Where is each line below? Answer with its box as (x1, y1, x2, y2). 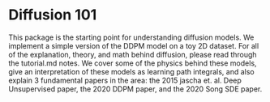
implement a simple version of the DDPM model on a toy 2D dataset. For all (8, 40, 259, 50)
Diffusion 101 (8, 6, 97, 24)
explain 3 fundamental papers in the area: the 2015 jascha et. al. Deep (8, 75, 242, 85)
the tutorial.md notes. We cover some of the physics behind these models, (8, 58, 257, 68)
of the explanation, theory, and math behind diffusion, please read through (8, 49, 257, 59)
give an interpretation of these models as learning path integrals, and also (8, 66, 255, 76)
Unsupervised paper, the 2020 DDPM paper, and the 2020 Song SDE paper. (8, 83, 263, 94)
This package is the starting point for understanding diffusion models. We (8, 32, 255, 42)
